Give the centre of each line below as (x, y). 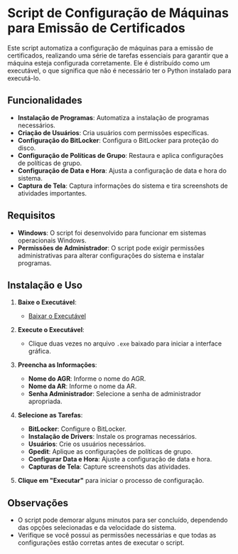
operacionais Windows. (52, 240)
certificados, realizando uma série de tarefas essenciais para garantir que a (118, 55)
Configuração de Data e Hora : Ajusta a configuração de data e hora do (122, 170)
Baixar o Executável (57, 316)
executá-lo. (24, 78)
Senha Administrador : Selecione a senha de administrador (115, 394)
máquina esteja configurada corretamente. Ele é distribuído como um (109, 63)
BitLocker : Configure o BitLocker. (77, 429)
